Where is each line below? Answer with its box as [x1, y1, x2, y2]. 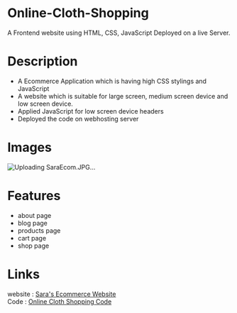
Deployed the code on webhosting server [17, 114, 139, 123]
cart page [17, 234, 47, 242]
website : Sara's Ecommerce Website [7, 290, 116, 298]
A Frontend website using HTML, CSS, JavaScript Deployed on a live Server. [7, 28, 231, 37]
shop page [17, 241, 50, 250]
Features [7, 188, 61, 204]
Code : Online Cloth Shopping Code [7, 297, 112, 306]
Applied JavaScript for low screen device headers [17, 106, 165, 115]
